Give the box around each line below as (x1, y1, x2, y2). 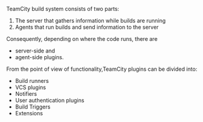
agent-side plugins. (15, 54, 64, 60)
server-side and (15, 47, 55, 54)
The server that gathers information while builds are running (15, 17, 166, 24)
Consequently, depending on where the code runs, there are (6, 35, 158, 42)
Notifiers (15, 90, 38, 97)
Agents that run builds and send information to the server (15, 24, 159, 30)
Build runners (15, 77, 49, 84)
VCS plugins (15, 84, 47, 91)
